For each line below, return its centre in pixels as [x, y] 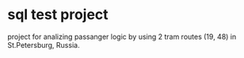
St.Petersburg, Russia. [44, 44]
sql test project [58, 15]
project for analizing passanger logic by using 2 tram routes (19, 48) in [122, 37]
